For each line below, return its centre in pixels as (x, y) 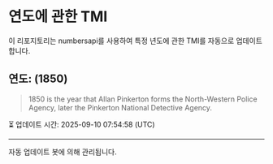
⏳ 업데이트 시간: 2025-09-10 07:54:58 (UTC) (82, 124)
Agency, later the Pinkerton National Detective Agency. (120, 107)
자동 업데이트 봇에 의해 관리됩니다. (63, 152)
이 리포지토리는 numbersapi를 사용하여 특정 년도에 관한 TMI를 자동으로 (121, 41)
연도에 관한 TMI (58, 17)
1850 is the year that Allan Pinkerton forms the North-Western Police (143, 99)
